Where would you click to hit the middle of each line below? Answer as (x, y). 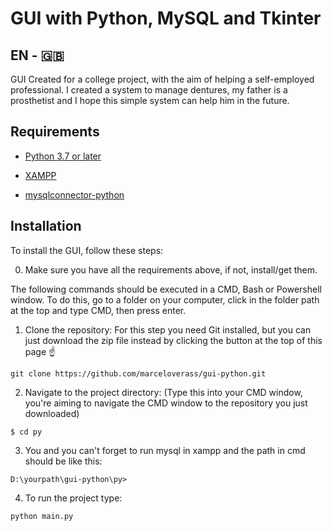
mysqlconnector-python (74, 194)
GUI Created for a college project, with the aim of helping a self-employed (162, 79)
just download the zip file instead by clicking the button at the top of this (173, 340)
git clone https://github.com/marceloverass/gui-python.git (138, 373)
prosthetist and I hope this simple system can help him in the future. (150, 100)
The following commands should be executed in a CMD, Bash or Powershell (166, 289)
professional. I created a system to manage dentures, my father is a (149, 90)
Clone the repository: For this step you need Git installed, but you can (168, 329)
